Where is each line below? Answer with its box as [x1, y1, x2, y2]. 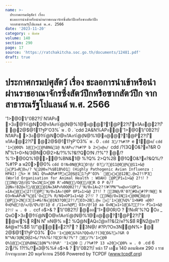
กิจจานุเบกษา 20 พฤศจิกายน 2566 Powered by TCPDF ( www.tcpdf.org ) [5, 251, 142, 257]
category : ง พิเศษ [5, 31, 40, 36]
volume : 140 [5, 36, 30, 41]
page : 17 [5, 45, 24, 50]
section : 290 [5, 41, 33, 46]
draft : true [5, 54, 30, 60]
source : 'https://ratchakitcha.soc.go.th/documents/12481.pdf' [5, 50, 141, 55]
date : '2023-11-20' [5, 26, 46, 31]
